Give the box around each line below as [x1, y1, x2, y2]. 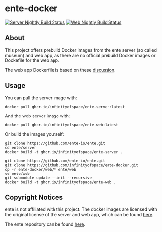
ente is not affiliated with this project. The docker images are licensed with [5, 206, 157, 212]
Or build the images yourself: [5, 131, 64, 137]
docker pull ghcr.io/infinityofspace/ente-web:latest [5, 122, 119, 127]
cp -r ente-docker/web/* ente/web [5, 167, 77, 172]
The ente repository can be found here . [5, 221, 86, 227]
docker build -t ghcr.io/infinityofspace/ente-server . [5, 149, 123, 154]
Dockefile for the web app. [5, 58, 59, 63]
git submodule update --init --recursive [5, 175, 92, 180]
